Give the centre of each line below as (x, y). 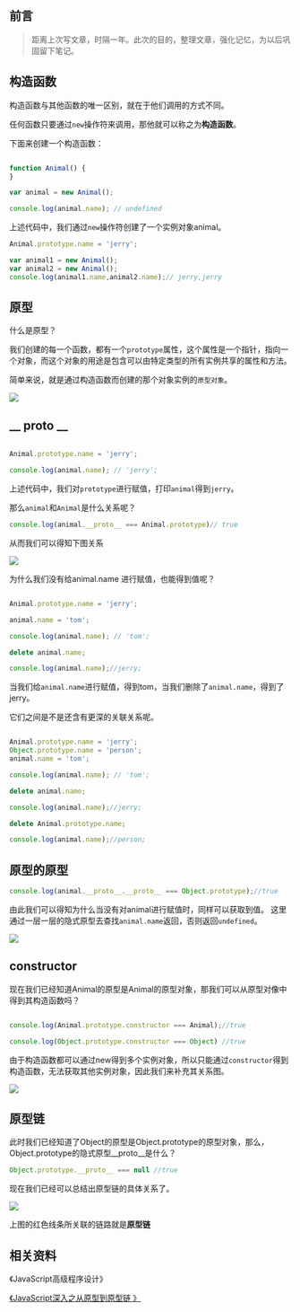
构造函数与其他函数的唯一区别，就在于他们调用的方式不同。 (119, 105)
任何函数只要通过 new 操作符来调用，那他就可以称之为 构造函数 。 (125, 124)
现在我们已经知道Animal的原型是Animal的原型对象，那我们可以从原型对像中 (148, 989)
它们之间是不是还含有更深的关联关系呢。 (84, 718)
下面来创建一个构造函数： (56, 143)
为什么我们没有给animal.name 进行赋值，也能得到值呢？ (112, 578)
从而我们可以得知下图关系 (56, 542)
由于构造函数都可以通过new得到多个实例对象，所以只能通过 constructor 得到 (149, 1060)
